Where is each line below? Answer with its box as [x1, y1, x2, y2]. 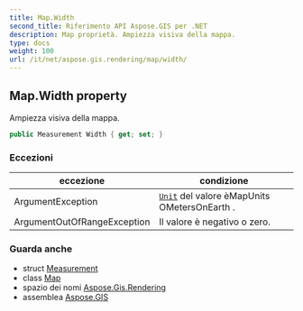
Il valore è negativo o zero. [159, 215, 271, 228]
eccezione [59, 174, 106, 187]
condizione [199, 174, 249, 187]
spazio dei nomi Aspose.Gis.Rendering [22, 282, 167, 293]
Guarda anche [9, 242, 73, 255]
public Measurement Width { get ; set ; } [9, 130, 164, 139]
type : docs [9, 38, 50, 48]
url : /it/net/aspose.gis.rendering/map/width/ [9, 55, 188, 64]
